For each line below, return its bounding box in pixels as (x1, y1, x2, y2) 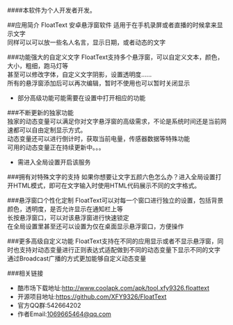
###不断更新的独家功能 (7, 108, 74, 117)
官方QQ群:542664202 (17, 301, 81, 309)
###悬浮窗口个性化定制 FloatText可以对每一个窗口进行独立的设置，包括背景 (7, 197, 224, 204)
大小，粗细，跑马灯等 (7, 62, 68, 69)
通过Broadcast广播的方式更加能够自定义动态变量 (7, 254, 147, 262)
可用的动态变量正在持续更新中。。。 (7, 143, 105, 151)
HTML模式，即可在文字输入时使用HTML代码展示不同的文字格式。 (13, 181, 201, 190)
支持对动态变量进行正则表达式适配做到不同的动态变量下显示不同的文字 (19, 246, 220, 253)
